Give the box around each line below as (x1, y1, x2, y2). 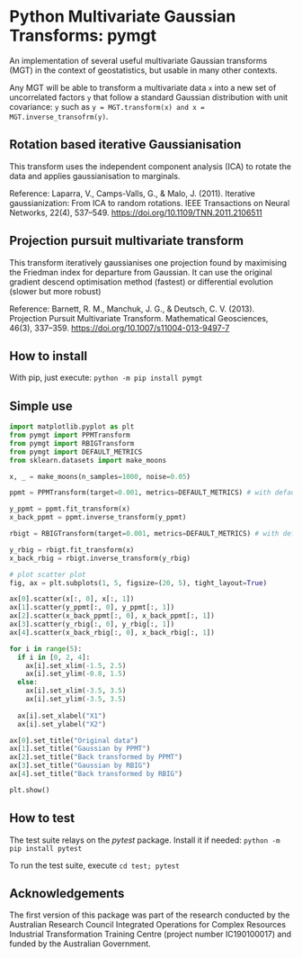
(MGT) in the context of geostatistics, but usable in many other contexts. (9, 65, 278, 76)
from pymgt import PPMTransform (9, 430, 130, 440)
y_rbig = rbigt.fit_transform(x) (9, 545, 135, 555)
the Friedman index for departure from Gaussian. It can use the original (9, 267, 272, 277)
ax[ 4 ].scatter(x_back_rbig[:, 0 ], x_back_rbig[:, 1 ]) (9, 628, 216, 637)
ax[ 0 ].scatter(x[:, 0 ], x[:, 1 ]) (9, 594, 135, 604)
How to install (9, 348, 88, 364)
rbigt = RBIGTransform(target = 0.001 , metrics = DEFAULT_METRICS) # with (9, 529, 280, 538)
